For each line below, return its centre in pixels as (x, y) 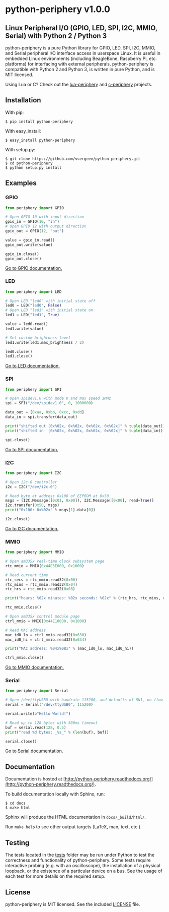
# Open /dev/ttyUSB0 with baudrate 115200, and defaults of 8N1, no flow (84, 700)
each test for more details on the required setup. (55, 876)
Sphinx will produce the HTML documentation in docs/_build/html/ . (75, 817)
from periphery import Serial (37, 691)
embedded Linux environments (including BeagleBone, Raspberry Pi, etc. (81, 58)
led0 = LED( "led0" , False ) (33, 306)
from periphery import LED (33, 292)
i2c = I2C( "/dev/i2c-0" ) (31, 487)
